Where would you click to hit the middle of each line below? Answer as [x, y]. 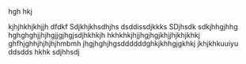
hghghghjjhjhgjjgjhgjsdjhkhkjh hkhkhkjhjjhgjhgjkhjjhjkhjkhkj [104, 35]
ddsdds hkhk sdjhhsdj [44, 52]
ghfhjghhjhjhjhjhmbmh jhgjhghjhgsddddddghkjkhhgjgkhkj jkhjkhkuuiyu [123, 43]
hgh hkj [21, 11]
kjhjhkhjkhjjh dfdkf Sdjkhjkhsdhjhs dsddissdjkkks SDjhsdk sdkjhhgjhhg [123, 26]
